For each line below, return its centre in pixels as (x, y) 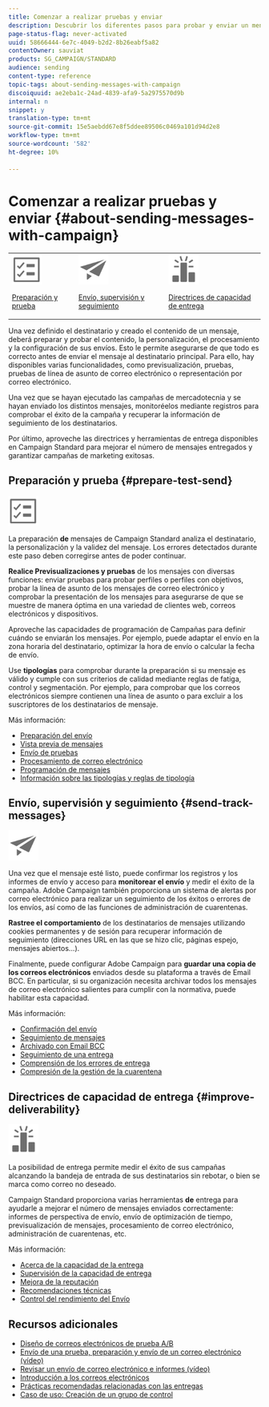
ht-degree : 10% (34, 152)
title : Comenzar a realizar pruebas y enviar (85, 17)
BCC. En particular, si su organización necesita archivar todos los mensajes (132, 981)
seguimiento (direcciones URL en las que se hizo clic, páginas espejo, (123, 940)
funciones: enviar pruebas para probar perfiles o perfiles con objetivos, (126, 579)
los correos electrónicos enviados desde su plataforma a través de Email (129, 973)
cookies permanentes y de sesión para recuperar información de (115, 931)
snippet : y (26, 110)
